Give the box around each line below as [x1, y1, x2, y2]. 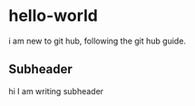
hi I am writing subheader [8, 85, 104, 96]
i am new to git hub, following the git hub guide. [8, 35, 187, 46]
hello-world [8, 5, 99, 26]
